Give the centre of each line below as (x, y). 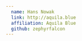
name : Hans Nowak (33, 12)
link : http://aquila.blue (44, 17)
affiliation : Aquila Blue (44, 23)
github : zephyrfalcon (38, 29)
